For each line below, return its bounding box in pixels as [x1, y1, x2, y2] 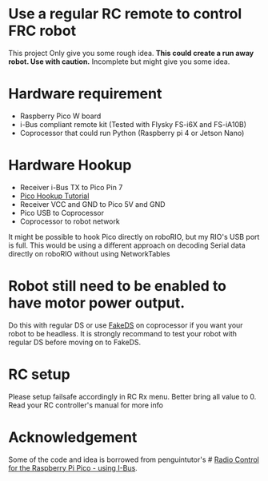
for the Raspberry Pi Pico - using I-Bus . [8, 463, 138, 472]
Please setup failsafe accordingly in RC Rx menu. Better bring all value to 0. [8, 392, 257, 401]
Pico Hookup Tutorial [19, 191, 90, 201]
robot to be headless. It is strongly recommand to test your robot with [8, 328, 238, 338]
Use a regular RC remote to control [8, 5, 242, 23]
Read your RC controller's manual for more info [8, 400, 164, 410]
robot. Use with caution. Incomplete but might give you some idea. [8, 57, 230, 66]
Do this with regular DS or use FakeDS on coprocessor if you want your [8, 320, 243, 330]
